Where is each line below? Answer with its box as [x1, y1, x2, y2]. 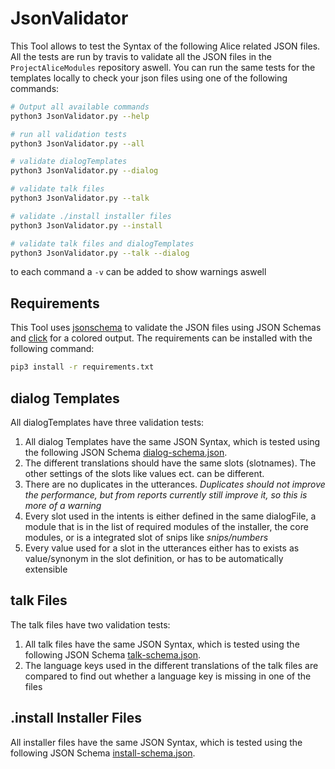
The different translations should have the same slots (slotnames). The [24, 457, 317, 469]
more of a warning [24, 499, 102, 511]
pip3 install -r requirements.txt [10, 362, 155, 372]
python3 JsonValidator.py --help [10, 111, 150, 121]
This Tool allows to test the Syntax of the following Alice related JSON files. [10, 40, 321, 52]
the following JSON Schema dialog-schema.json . [24, 446, 228, 458]
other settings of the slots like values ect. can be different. [24, 467, 265, 479]
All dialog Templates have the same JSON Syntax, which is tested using [24, 435, 321, 447]
